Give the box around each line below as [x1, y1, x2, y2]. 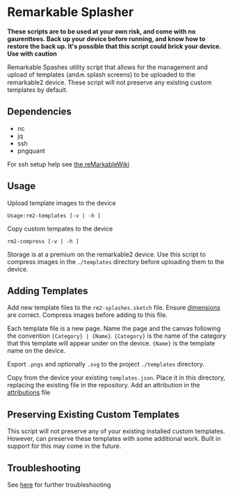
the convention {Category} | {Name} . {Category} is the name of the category [7, 332, 227, 340]
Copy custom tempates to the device [7, 224, 113, 233]
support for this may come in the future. [7, 442, 122, 450]
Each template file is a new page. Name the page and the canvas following [7, 325, 221, 333]
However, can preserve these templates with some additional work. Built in [7, 435, 221, 443]
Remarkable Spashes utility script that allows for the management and [7, 63, 208, 71]
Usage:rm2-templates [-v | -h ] [7, 212, 101, 219]
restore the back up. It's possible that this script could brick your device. [7, 42, 221, 50]
